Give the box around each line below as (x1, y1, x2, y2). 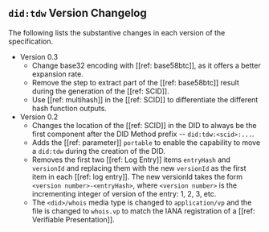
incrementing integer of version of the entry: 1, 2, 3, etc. (31, 188, 217, 198)
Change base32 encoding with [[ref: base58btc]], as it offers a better (31, 60, 261, 70)
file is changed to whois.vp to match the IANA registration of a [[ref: (31, 205, 255, 216)
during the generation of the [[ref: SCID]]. (31, 86, 170, 96)
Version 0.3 (19, 52, 59, 61)
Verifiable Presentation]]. (31, 214, 115, 224)
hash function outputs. (31, 103, 107, 113)
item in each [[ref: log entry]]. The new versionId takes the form (31, 172, 243, 181)
